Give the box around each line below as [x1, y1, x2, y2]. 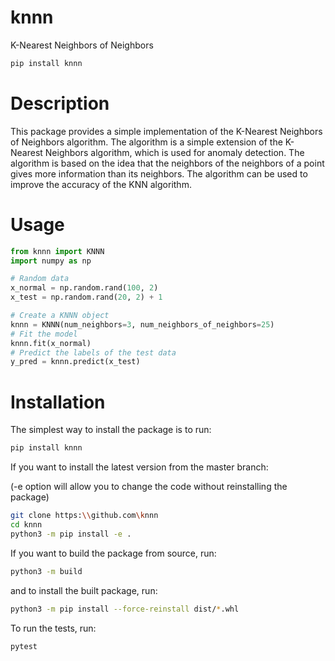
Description [10, 92, 110, 115]
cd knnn [10, 520, 43, 530]
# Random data [10, 274, 70, 284]
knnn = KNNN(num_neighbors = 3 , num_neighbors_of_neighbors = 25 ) [10, 319, 275, 330]
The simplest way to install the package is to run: [10, 424, 212, 436]
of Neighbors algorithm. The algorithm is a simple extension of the [10, 136, 283, 148]
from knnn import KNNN [10, 246, 105, 256]
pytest [10, 641, 38, 651]
